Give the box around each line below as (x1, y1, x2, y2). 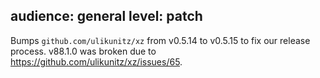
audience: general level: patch (10, 8, 203, 25)
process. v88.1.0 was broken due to (10, 45, 157, 57)
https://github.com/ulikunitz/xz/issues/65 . (10, 55, 183, 68)
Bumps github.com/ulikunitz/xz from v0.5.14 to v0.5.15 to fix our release (10, 34, 311, 46)
